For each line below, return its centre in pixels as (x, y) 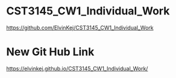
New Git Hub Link (50, 52)
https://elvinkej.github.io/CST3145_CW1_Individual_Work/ (77, 68)
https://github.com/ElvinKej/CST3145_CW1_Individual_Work (80, 28)
